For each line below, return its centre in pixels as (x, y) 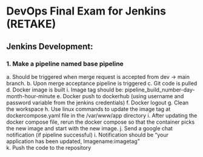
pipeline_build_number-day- (160, 90)
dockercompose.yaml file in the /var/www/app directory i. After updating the (102, 115)
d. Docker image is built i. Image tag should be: (65, 90)
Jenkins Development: (50, 46)
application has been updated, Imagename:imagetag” (73, 141)
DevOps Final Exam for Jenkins (86, 11)
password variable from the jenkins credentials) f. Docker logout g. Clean (98, 102)
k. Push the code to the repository (49, 147)
